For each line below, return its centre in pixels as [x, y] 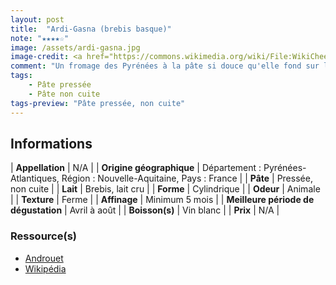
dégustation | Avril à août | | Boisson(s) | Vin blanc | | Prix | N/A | [145, 210]
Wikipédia [45, 268]
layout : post [37, 19]
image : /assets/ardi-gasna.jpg [75, 47]
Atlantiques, [35, 178]
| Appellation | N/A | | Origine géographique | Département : [136, 168]
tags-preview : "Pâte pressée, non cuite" [98, 103]
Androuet [44, 258]
